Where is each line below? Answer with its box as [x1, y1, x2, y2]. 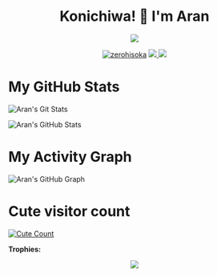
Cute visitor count [8, 203, 131, 220]
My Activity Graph [8, 148, 132, 167]
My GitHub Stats [8, 78, 120, 96]
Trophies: [8, 244, 42, 254]
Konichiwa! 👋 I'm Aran [59, 7, 210, 26]
